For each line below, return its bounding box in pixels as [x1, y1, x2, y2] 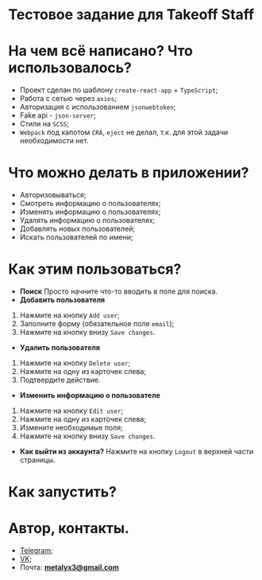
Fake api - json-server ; [19, 111, 97, 120]
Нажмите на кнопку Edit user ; [19, 406, 124, 415]
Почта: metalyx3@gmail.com [19, 562, 119, 572]
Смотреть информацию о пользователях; [19, 199, 161, 208]
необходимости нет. [19, 136, 89, 146]
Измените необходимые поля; [19, 423, 123, 432]
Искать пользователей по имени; [19, 232, 133, 242]
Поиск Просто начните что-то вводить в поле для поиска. [19, 286, 218, 296]
